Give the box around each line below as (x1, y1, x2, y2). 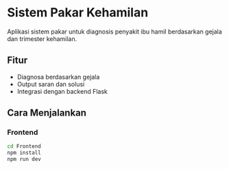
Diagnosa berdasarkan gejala (16, 73, 100, 81)
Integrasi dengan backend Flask (16, 87, 108, 95)
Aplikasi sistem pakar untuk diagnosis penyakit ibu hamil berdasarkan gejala (7, 27, 223, 36)
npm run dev (7, 156, 41, 163)
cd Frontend (7, 143, 41, 150)
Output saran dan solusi (16, 80, 85, 88)
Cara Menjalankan (7, 107, 87, 119)
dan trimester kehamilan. (7, 34, 77, 42)
